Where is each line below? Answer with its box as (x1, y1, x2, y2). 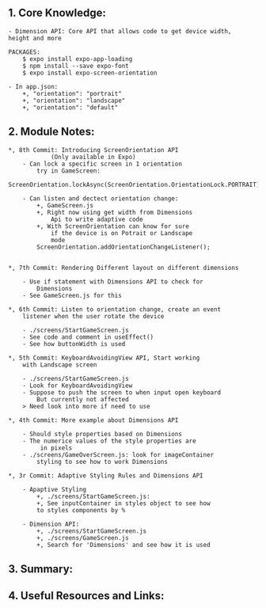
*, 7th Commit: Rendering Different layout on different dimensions (8, 264, 239, 272)
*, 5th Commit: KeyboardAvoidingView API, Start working (8, 354, 200, 362)
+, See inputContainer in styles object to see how (36, 499, 211, 507)
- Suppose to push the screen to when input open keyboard (22, 388, 222, 397)
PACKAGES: (8, 47, 41, 56)
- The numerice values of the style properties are (22, 437, 196, 445)
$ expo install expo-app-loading (22, 55, 133, 63)
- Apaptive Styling (22, 485, 87, 493)
